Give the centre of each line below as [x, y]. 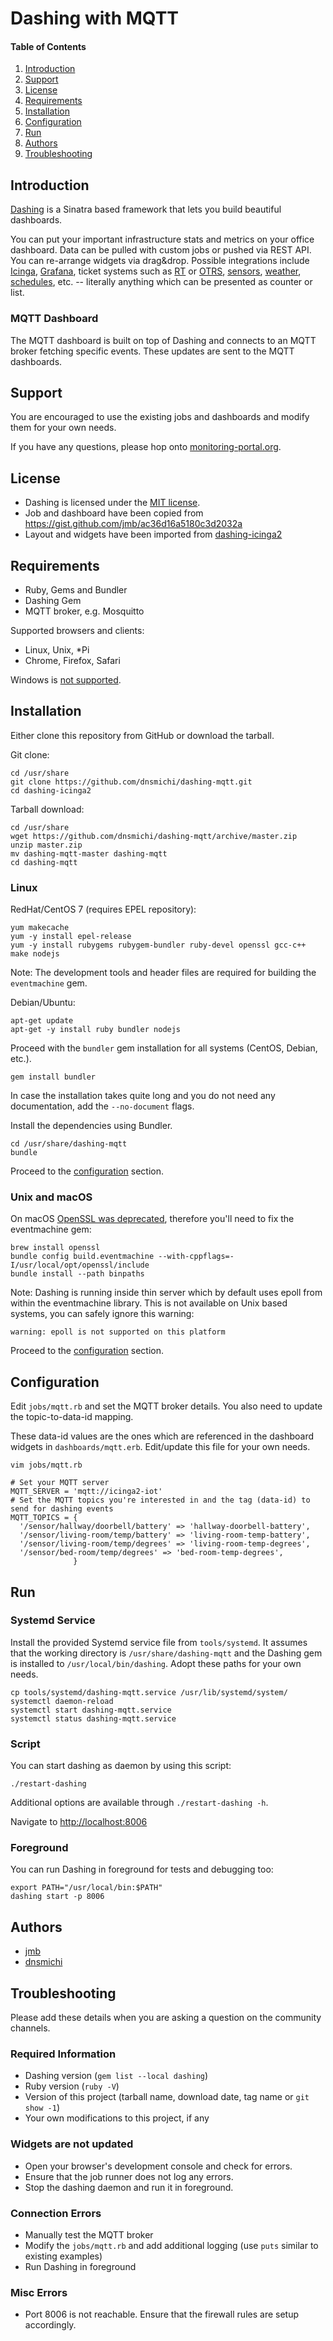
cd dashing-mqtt [44, 862]
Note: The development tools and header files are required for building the [163, 973]
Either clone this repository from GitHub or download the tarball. [142, 735]
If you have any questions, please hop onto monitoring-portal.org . [146, 447]
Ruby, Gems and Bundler [76, 589]
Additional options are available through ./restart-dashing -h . [139, 1803]
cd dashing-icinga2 [51, 790]
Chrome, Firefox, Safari [72, 660]
